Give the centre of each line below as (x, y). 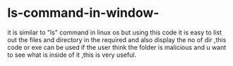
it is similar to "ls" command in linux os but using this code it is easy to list (115, 32)
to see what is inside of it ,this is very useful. (72, 55)
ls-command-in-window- (83, 13)
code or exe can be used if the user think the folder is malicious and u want (117, 47)
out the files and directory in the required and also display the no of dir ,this (117, 39)
